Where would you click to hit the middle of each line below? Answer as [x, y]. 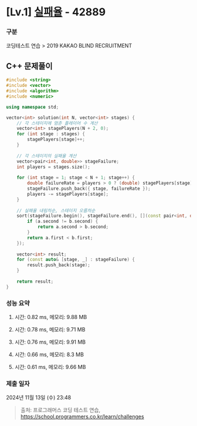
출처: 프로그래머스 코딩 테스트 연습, [60, 410]
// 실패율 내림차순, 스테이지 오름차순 [56, 210]
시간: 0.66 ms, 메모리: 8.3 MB [49, 354]
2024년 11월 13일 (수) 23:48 [39, 398]
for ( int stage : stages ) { [51, 134]
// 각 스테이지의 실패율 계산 [47, 156]
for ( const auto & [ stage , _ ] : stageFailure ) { [76, 260]
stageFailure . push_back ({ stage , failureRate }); [89, 189]
